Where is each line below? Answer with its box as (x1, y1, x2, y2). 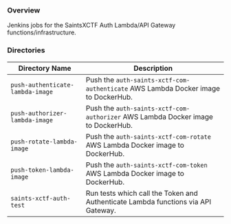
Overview (7, 5, 41, 15)
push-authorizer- (10, 109, 67, 117)
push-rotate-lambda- (10, 137, 78, 146)
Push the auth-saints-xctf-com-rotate (85, 131, 212, 141)
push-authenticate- (10, 81, 74, 89)
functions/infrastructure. (7, 28, 77, 36)
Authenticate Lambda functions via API (85, 197, 212, 206)
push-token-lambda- (10, 166, 74, 174)
